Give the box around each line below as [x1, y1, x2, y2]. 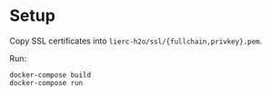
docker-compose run [9, 78, 84, 87]
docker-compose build [9, 70, 92, 80]
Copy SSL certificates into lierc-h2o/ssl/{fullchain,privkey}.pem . [9, 35, 263, 46]
